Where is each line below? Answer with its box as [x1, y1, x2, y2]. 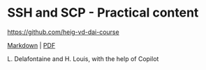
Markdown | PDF [7, 41, 56, 49]
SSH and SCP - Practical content [7, 5, 199, 21]
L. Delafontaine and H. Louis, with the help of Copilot [7, 54, 159, 63]
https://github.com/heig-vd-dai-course [7, 28, 120, 36]
